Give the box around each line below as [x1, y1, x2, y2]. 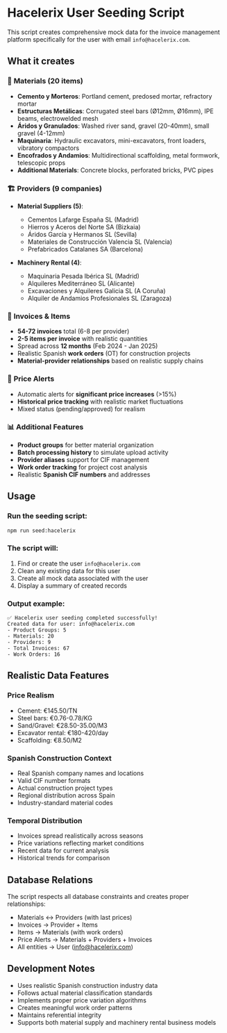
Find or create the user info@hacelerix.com [17, 559, 141, 568]
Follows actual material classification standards [17, 989, 153, 997]
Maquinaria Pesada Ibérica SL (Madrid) [27, 272, 140, 280]
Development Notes [7, 963, 95, 975]
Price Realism [7, 691, 54, 700]
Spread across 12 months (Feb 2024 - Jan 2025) [17, 342, 158, 350]
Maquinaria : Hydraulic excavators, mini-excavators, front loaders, [17, 136, 207, 144]
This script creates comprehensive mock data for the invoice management [7, 28, 220, 36]
